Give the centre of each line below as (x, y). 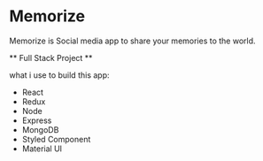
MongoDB (40, 129)
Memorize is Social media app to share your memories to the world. (132, 41)
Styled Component (56, 139)
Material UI (42, 149)
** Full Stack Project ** (51, 57)
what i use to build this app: (59, 75)
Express (37, 120)
